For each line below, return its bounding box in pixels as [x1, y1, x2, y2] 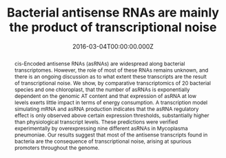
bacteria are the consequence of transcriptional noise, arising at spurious [14, 137, 192, 145]
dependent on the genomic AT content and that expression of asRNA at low [14, 92, 197, 99]
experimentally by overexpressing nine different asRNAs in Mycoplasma [14, 124, 188, 132]
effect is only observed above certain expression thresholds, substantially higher [14, 112, 209, 119]
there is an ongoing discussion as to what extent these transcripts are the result [14, 72, 207, 80]
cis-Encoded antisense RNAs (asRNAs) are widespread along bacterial [14, 60, 185, 67]
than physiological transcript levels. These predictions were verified [14, 118, 178, 126]
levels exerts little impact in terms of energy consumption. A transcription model [14, 99, 208, 106]
